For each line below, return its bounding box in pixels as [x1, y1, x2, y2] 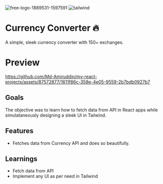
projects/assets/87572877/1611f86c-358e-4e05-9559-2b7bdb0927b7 [5, 78, 150, 85]
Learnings [5, 154, 38, 163]
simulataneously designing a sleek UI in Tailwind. [5, 112, 107, 118]
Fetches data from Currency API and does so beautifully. [12, 140, 130, 146]
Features [5, 127, 34, 135]
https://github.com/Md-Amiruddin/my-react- [5, 73, 97, 79]
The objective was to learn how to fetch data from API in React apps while [5, 107, 158, 113]
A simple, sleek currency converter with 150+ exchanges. [5, 39, 124, 45]
